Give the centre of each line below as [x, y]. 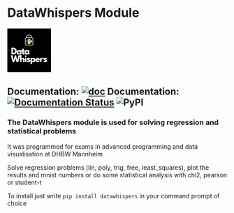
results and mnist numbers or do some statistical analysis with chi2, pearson [117, 175]
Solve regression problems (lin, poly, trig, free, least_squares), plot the [108, 167]
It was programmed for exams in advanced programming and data [103, 146]
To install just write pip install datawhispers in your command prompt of [114, 196]
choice [17, 203]
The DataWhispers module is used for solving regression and [113, 122]
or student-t [24, 182]
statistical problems [42, 131]
